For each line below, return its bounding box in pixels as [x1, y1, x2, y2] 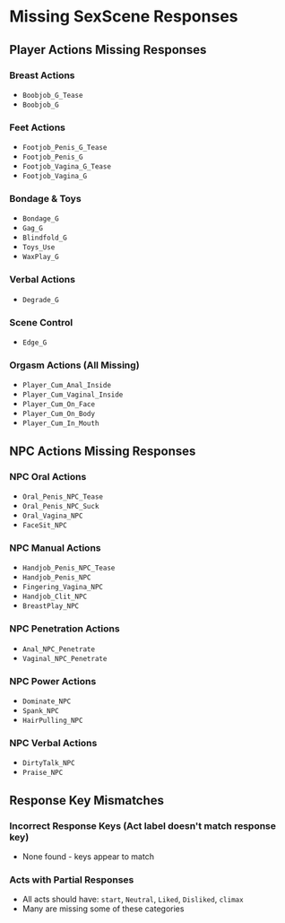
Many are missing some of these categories [22, 903, 185, 914]
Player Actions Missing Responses [9, 42, 207, 57]
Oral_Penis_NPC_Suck [22, 502, 99, 511]
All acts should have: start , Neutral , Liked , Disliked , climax [22, 894, 244, 905]
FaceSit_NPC [22, 521, 67, 530]
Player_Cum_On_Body [22, 410, 96, 419]
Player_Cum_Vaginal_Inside [22, 390, 124, 400]
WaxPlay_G [22, 253, 60, 262]
